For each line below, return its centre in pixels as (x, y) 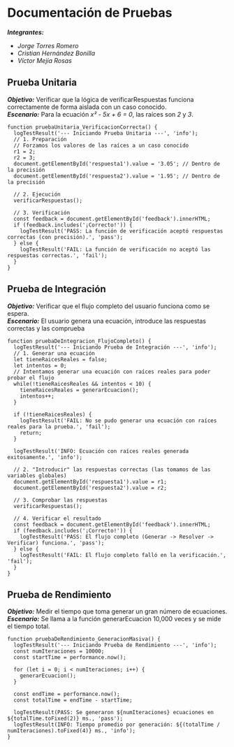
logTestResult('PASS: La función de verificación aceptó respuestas (122, 231)
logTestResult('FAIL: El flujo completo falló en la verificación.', (123, 555)
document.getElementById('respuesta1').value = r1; (90, 481)
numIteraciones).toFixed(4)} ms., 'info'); (72, 731)
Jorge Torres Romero (48, 45)
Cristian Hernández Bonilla (56, 53)
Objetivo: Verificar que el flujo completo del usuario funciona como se (109, 306)
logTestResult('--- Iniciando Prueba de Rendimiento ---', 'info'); (115, 645)
